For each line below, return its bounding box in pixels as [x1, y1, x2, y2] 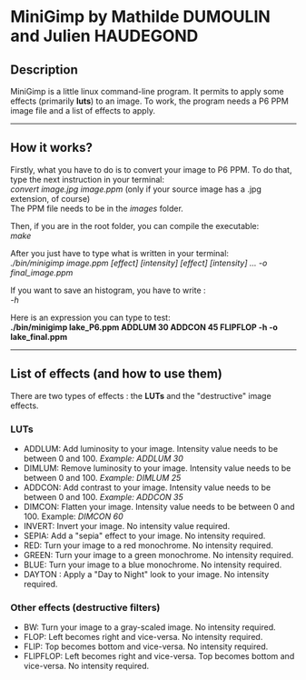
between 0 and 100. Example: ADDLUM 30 [23, 453, 184, 464]
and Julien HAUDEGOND [10, 25, 199, 46]
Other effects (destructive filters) [10, 601, 161, 614]
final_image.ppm [10, 266, 74, 278]
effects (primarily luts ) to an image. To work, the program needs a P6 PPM [10, 95, 289, 106]
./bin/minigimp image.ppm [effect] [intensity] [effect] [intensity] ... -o [10, 257, 268, 268]
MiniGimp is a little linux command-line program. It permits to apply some [10, 86, 284, 96]
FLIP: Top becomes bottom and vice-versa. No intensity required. [23, 641, 269, 652]
